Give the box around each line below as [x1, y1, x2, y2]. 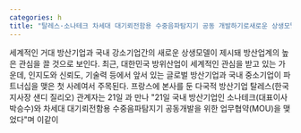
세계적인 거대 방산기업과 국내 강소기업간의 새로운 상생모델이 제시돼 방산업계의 [9, 46, 280, 58]
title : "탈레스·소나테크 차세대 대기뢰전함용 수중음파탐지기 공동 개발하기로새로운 [9, 21, 269, 30]
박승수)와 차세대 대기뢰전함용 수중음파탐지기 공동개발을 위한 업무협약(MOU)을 [9, 103, 281, 113]
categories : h [9, 12, 63, 22]
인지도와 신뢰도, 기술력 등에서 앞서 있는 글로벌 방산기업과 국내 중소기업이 [28, 69, 282, 80]
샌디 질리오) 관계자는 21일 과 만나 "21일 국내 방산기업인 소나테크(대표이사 [32, 91, 288, 103]
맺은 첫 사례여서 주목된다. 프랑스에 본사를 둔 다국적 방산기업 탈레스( [39, 80, 275, 91]
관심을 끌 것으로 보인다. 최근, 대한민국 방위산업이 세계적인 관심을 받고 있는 [18, 58, 277, 69]
